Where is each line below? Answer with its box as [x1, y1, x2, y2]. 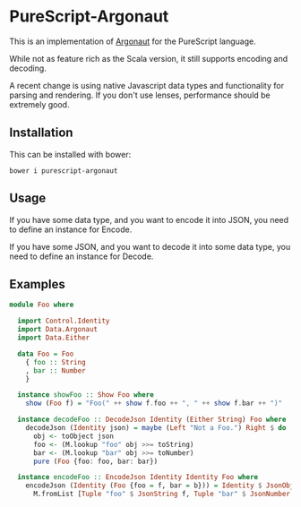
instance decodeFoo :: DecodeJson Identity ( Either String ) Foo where [17, 415, 287, 425]
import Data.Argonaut [17, 325, 99, 334]
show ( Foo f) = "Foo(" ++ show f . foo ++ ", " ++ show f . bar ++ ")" [25, 399, 283, 408]
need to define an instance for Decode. [9, 251, 154, 262]
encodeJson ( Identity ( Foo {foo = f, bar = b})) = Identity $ [25, 481, 262, 490]
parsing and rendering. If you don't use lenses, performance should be [9, 90, 271, 100]
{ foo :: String [25, 357, 87, 366]
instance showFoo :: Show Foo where [17, 391, 154, 400]
